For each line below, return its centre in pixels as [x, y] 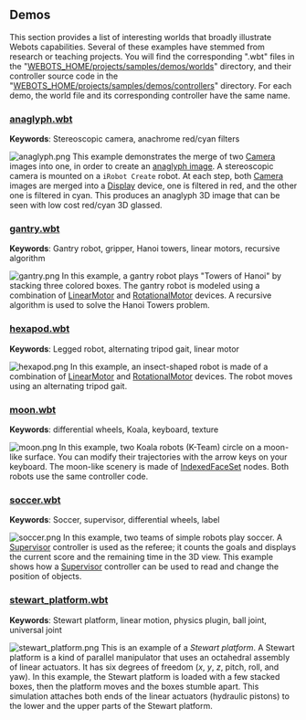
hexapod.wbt [40, 329]
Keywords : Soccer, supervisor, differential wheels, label [115, 520]
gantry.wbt [35, 229]
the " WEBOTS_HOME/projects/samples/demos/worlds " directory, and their [151, 66]
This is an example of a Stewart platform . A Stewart [198, 647]
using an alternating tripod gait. [69, 386]
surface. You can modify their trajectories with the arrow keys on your [156, 457]
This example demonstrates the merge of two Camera [174, 157]
